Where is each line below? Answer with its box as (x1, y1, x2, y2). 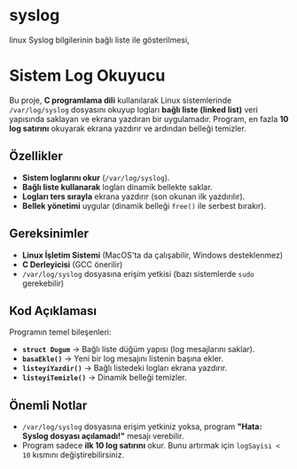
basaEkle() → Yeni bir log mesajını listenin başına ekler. (21, 353, 224, 364)
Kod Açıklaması (9, 303, 98, 319)
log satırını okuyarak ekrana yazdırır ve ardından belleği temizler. (9, 123, 246, 134)
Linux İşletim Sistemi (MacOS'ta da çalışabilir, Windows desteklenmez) (21, 250, 284, 260)
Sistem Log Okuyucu (9, 65, 166, 86)
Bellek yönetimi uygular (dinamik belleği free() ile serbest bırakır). (21, 200, 267, 211)
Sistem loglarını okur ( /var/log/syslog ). (21, 172, 170, 182)
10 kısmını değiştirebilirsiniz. (21, 450, 125, 460)
